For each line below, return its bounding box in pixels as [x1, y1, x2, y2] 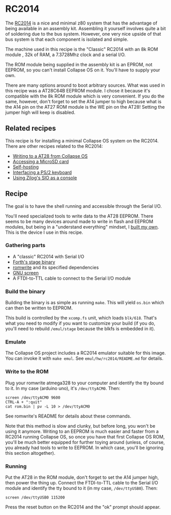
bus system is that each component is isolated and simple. [5, 36, 129, 42]
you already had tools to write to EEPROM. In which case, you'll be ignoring [5, 445, 164, 451]
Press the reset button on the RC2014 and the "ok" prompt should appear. [5, 504, 161, 510]
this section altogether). [5, 450, 56, 456]
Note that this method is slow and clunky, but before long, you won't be [5, 423, 156, 429]
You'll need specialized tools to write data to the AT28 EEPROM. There [5, 213, 154, 219]
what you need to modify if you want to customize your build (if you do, [5, 320, 156, 327]
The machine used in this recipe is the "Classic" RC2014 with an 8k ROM [5, 46, 158, 52]
